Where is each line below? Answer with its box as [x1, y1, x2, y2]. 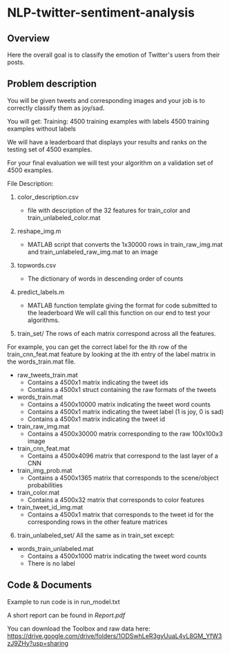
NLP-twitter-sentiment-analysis [7, 5, 195, 21]
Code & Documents [7, 579, 92, 591]
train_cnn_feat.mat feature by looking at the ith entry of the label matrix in [7, 350, 216, 358]
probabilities [27, 480, 64, 489]
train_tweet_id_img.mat [17, 503, 84, 511]
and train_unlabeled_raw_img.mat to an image [27, 247, 158, 256]
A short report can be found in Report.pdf [7, 610, 126, 619]
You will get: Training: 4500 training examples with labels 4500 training [7, 117, 209, 125]
